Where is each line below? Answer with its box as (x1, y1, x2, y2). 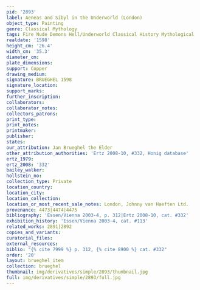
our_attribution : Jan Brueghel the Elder (6, 144, 113, 151)
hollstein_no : (6, 173, 43, 179)
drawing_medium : (6, 71, 47, 77)
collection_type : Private (6, 179, 72, 185)
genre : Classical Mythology (6, 26, 78, 32)
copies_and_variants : (6, 229, 61, 235)
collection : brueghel (6, 263, 61, 269)
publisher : (6, 133, 34, 140)
